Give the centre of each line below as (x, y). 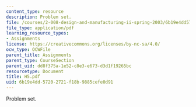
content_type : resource (35, 11)
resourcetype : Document (35, 71)
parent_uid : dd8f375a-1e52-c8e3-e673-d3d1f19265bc (69, 66)
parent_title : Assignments (39, 55)
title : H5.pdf (23, 77)
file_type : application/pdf (40, 28)
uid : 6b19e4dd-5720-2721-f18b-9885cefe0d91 (60, 82)
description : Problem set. (39, 17)
